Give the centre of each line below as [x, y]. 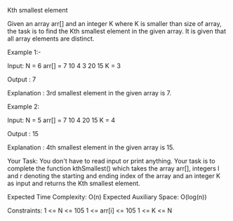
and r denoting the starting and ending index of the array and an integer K [114, 176]
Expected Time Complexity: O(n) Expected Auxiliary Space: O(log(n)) [107, 197]
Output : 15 [23, 134]
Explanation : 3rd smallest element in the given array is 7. [89, 93]
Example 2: [24, 107]
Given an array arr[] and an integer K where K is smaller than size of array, [115, 24]
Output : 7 [22, 79]
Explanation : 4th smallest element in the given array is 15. [91, 147]
